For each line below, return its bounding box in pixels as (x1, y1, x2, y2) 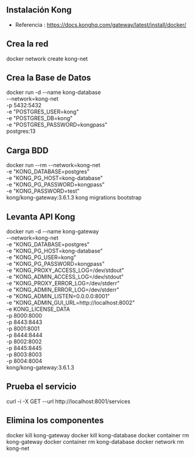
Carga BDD (6, 145, 49, 156)
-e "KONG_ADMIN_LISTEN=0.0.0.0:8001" (6, 293, 110, 300)
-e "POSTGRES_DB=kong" (6, 115, 73, 122)
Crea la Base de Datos (6, 73, 91, 83)
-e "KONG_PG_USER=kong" (6, 254, 76, 261)
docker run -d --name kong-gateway (6, 228, 99, 235)
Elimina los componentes (6, 415, 104, 426)
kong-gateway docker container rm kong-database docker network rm (6, 438, 184, 445)
